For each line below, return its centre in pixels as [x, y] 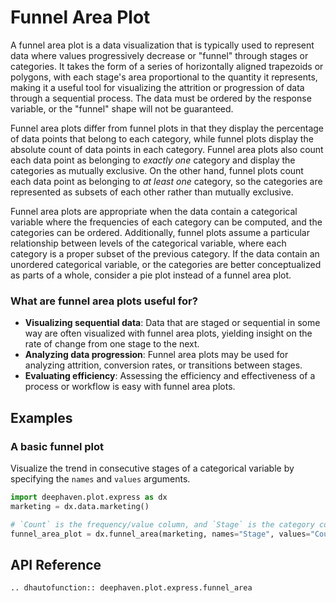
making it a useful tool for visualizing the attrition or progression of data [157, 87]
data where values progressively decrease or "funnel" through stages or [159, 55]
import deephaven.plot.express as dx [89, 497]
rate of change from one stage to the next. [112, 344]
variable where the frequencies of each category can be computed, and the [166, 222]
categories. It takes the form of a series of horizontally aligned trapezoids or [167, 66]
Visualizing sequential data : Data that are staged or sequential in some [172, 323]
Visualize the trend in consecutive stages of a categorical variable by [152, 468]
